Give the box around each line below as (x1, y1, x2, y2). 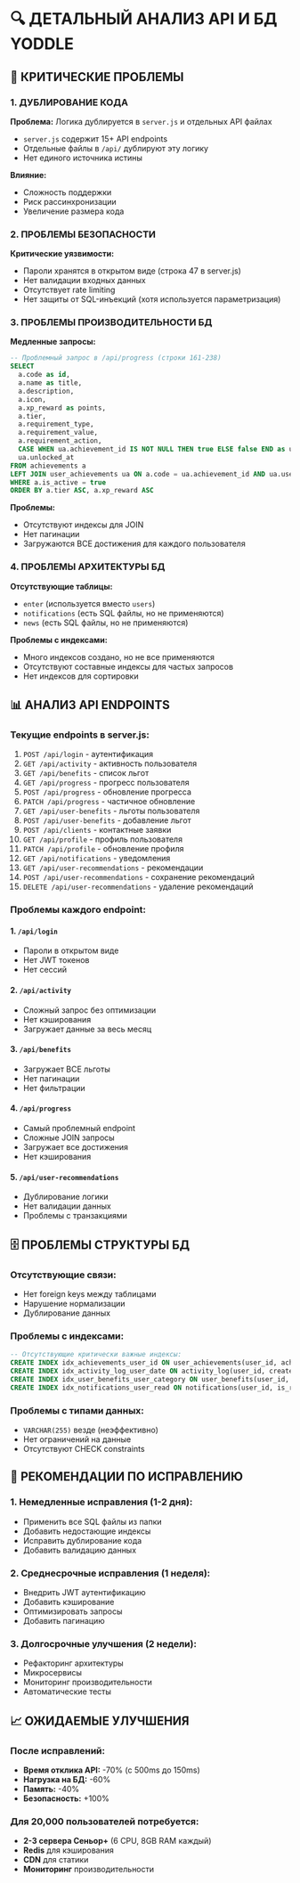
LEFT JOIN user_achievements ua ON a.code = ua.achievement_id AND (10, 469, 266, 478)
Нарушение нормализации (22, 1298, 126, 1308)
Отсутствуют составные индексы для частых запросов (22, 661, 234, 672)
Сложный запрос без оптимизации (22, 1005, 157, 1015)
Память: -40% (22, 1783, 80, 1794)
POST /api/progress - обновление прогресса (22, 787, 192, 797)
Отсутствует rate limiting (22, 284, 116, 296)
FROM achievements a (10, 461, 87, 470)
